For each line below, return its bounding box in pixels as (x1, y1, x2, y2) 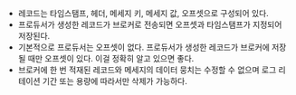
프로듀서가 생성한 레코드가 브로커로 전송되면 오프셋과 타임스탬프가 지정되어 (17, 19, 282, 30)
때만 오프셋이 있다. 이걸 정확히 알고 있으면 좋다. (27, 53, 195, 63)
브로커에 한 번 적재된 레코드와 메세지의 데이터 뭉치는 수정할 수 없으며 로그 (17, 64, 277, 75)
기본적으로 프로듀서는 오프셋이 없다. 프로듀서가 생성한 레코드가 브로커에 (17, 42, 270, 52)
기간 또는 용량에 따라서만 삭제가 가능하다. (42, 76, 187, 86)
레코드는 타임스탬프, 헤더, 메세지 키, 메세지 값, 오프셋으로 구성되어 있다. (17, 8, 269, 18)
